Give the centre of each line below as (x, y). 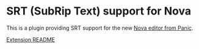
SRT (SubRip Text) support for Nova (99, 11)
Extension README (31, 39)
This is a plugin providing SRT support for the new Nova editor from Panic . (100, 28)
